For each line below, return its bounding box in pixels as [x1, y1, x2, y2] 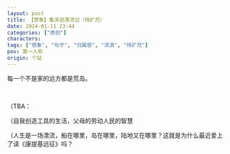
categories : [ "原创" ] [7, 29, 67, 36]
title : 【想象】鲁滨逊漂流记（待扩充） [7, 16, 105, 23]
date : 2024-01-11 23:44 [7, 23, 75, 29]
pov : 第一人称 [7, 49, 43, 55]
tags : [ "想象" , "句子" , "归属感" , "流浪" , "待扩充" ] [7, 42, 149, 49]
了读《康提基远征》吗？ [7, 140, 73, 148]
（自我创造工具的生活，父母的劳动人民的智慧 [7, 116, 133, 125]
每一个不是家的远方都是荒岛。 [7, 74, 91, 82]
